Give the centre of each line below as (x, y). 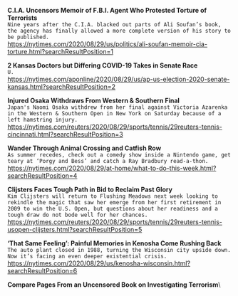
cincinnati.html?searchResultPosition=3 (65, 134)
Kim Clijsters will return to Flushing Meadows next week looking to (113, 196)
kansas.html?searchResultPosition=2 (62, 87)
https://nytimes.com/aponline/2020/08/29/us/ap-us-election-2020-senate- (119, 79)
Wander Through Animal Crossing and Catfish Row (84, 148)
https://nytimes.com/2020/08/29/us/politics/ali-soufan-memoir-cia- (108, 44)
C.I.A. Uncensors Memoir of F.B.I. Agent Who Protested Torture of (107, 10)
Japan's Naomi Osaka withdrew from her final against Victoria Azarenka (118, 107)
